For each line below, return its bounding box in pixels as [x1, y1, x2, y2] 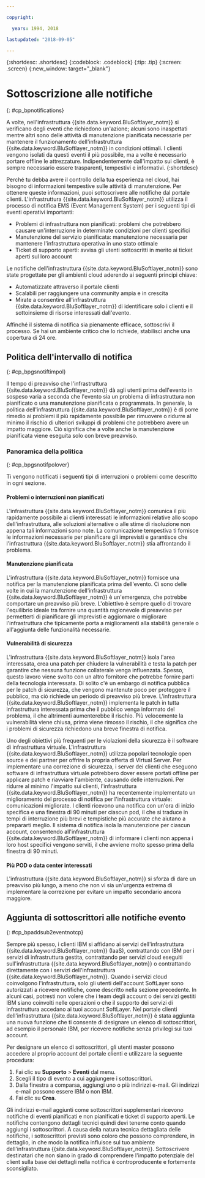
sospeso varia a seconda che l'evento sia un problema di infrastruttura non [6, 393, 195, 400]
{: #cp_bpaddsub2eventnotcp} [6, 929, 84, 936]
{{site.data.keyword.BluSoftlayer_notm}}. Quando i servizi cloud [6, 973, 167, 980]
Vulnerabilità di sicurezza [6, 640, 73, 647]
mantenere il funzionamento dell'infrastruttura [6, 138, 122, 146]
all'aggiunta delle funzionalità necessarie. [6, 626, 111, 633]
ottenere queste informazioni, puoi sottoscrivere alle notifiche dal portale [6, 189, 190, 197]
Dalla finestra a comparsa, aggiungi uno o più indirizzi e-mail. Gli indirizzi [15, 1081, 199, 1089]
